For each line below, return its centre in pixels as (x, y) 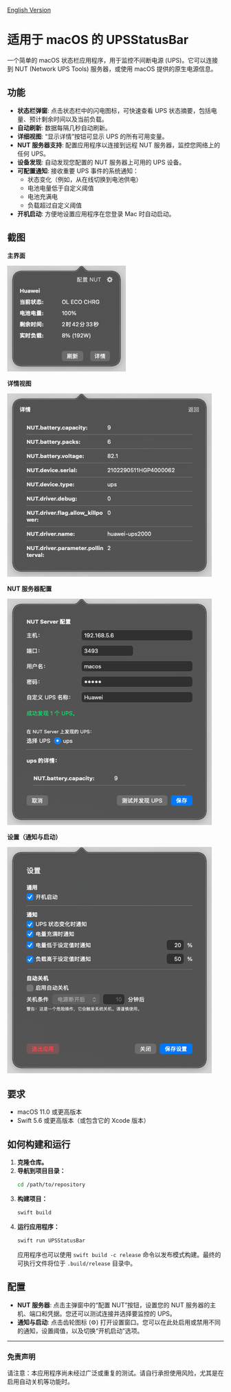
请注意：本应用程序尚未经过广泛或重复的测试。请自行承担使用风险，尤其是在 (115, 1373)
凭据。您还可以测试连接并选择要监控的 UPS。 (112, 1314)
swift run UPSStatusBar (51, 1241)
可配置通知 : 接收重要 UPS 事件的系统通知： (78, 171)
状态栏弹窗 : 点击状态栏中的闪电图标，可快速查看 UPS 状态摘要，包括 (114, 110)
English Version (29, 10)
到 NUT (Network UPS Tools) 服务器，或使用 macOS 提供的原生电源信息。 (112, 69)
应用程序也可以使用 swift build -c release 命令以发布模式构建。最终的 (119, 1254)
